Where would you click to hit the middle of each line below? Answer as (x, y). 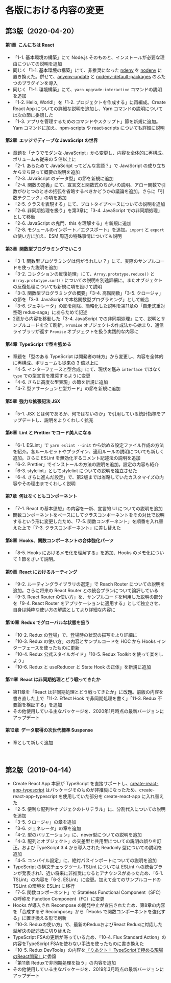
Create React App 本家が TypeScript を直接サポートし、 (71, 783)
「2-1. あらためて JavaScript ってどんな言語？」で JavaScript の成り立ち (89, 165)
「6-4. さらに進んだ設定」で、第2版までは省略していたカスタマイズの (86, 477)
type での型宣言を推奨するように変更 (52, 376)
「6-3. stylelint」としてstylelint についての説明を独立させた (75, 470)
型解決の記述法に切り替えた (42, 931)
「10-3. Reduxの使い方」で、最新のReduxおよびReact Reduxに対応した (88, 924)
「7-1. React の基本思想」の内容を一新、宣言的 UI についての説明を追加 (88, 508)
